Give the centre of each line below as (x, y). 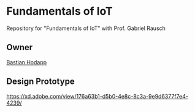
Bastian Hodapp (27, 62)
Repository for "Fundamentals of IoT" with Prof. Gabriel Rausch (86, 28)
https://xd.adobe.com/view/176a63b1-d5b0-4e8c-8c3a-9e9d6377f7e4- (97, 96)
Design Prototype (40, 82)
